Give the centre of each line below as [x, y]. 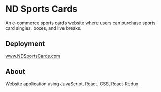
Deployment [25, 44]
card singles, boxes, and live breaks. [43, 28]
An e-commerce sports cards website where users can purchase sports [80, 23]
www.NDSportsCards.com [33, 56]
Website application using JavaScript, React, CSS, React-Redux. [72, 84]
